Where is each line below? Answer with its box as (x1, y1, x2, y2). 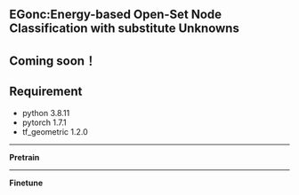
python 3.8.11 (21, 107, 70, 118)
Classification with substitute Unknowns (9, 21, 240, 36)
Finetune (9, 177, 43, 188)
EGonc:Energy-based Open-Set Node (9, 7, 222, 22)
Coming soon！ (9, 53, 97, 68)
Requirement (9, 84, 83, 99)
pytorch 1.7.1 (21, 117, 67, 128)
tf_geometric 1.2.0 (21, 126, 89, 136)
